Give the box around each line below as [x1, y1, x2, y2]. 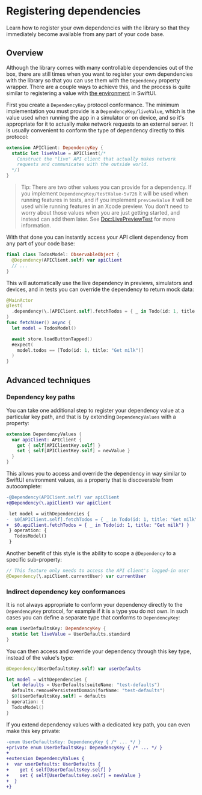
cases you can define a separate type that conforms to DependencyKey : [6, 614, 180, 621]
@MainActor [6, 297, 34, 303]
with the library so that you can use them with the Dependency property [6, 76, 180, 84]
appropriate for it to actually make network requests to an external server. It [6, 120, 194, 127]
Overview [6, 48, 44, 58]
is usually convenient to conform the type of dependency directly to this [6, 126, 185, 134]
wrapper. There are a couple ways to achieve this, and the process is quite [6, 83, 191, 90]
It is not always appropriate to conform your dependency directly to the [6, 601, 183, 609]
